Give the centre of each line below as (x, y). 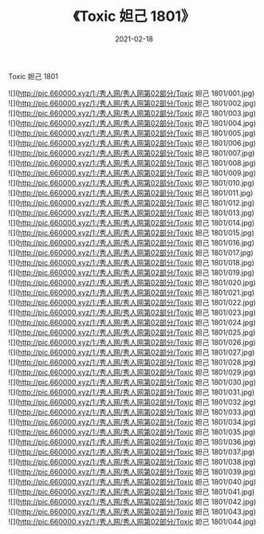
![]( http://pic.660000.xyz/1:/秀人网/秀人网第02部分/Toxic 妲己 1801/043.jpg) (132, 512)
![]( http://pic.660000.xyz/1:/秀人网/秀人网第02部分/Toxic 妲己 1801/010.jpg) (132, 183)
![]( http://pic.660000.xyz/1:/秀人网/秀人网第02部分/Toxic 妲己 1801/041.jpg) (132, 492)
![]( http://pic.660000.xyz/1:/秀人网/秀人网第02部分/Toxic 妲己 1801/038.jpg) (132, 461)
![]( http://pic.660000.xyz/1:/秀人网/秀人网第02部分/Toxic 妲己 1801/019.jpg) (132, 273)
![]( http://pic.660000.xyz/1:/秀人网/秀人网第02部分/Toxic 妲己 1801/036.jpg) (132, 442)
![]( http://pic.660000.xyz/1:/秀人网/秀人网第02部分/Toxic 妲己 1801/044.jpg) (132, 521)
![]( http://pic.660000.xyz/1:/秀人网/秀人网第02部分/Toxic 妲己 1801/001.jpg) (132, 93)
